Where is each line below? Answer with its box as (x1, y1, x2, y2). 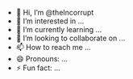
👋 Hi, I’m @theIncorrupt (15, 8, 94, 17)
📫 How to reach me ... (15, 43, 91, 52)
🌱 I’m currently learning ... (15, 25, 102, 34)
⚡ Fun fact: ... (15, 63, 60, 73)
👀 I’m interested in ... (15, 16, 85, 26)
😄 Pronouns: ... (15, 54, 69, 64)
